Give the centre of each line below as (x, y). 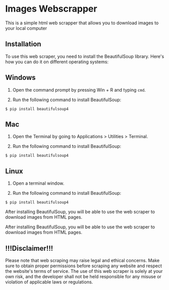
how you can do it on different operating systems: (57, 62)
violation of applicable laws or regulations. (49, 282)
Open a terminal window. (38, 183)
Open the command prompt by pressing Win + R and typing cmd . (79, 90)
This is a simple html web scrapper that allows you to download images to (82, 23)
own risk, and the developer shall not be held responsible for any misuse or (83, 277)
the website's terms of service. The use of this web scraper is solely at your (84, 271)
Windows (20, 78)
